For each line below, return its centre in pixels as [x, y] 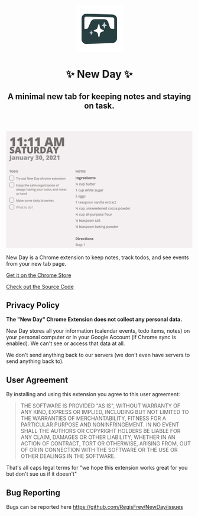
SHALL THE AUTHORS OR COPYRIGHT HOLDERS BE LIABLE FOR [100, 431]
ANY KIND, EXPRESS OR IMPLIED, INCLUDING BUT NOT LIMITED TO [105, 412]
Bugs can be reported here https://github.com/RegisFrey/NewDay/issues [95, 507]
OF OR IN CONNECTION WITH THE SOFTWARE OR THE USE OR [99, 450]
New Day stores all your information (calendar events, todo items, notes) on [98, 331]
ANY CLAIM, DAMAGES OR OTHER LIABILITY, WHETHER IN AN [98, 437]
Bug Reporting [33, 493]
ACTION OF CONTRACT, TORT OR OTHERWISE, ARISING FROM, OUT [106, 444]
